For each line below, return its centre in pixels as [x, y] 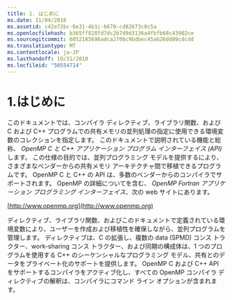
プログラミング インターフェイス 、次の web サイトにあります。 [123, 192]
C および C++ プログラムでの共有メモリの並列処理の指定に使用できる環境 [113, 131]
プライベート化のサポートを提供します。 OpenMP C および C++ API [122, 263]
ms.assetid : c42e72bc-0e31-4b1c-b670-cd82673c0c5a [82, 26]
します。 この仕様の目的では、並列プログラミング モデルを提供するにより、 [115, 157]
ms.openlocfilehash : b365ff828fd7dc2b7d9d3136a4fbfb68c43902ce [101, 33]
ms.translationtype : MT [42, 46]
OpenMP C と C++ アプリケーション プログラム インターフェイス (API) [121, 148]
